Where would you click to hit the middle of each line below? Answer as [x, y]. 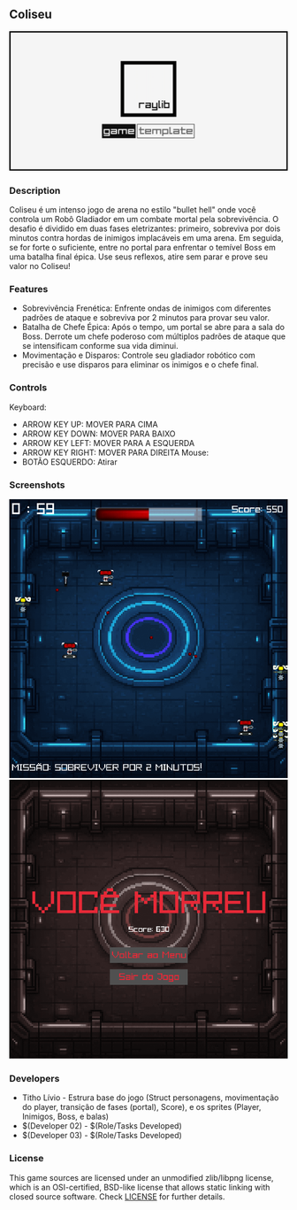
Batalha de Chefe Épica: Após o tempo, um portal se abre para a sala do [153, 328]
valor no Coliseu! [40, 266]
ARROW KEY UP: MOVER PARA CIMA [90, 424]
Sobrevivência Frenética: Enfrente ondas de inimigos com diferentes [146, 308]
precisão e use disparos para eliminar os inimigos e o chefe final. [140, 365]
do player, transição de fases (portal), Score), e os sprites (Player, [141, 1107]
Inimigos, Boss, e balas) [65, 1117]
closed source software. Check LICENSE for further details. [117, 1196]
